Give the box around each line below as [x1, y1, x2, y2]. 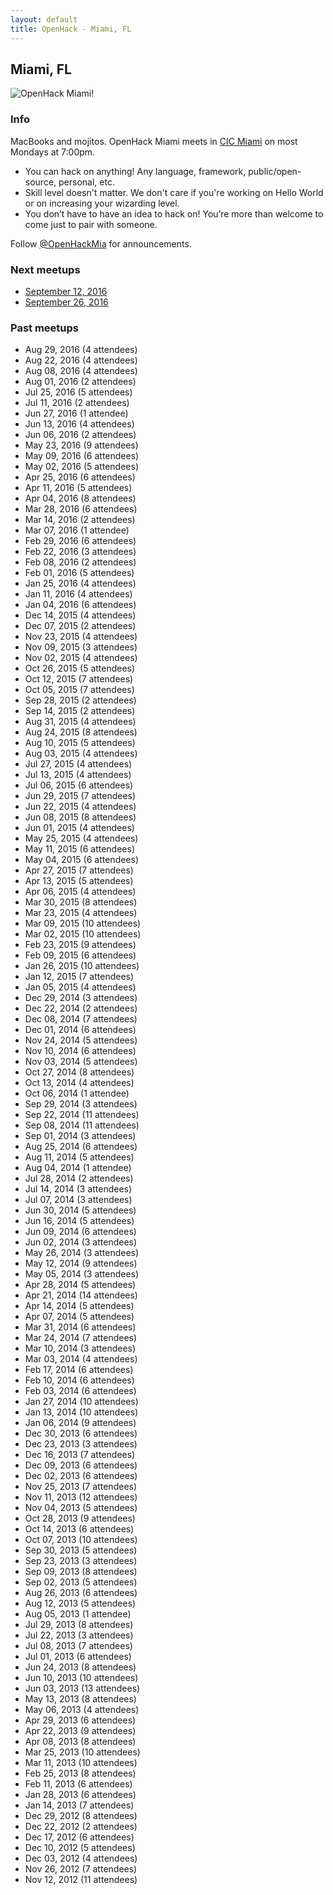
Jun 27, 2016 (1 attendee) [24, 407, 129, 420]
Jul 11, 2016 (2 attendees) [24, 397, 130, 409]
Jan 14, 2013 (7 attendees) [24, 1799, 135, 1811]
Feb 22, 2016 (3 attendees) [24, 546, 137, 558]
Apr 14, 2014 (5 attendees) [24, 1300, 135, 1312]
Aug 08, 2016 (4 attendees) [24, 365, 138, 377]
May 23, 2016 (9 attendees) [24, 439, 139, 451]
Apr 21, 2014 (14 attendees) [24, 1289, 138, 1301]
